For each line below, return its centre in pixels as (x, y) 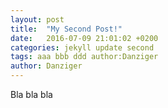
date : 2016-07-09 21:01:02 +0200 (84, 38)
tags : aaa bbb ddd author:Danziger (84, 57)
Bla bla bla (31, 94)
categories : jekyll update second (82, 47)
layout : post (37, 19)
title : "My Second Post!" (66, 29)
